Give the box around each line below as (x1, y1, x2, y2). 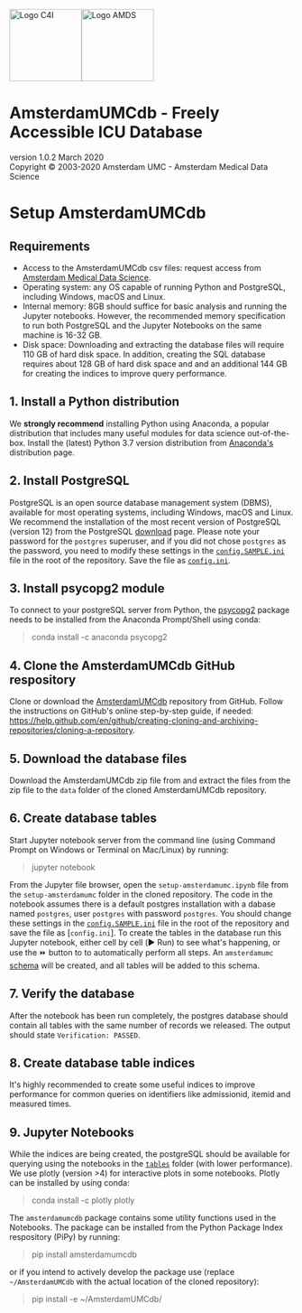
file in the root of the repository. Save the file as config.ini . (9, 554, 232, 565)
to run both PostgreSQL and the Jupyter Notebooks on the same (22, 320, 262, 331)
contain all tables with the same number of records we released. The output (9, 1020, 291, 1030)
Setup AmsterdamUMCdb (9, 203, 206, 223)
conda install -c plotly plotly (31, 1195, 135, 1206)
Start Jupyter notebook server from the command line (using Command (9, 834, 276, 845)
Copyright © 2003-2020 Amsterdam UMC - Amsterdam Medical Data (9, 161, 269, 172)
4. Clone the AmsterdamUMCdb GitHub (9, 657, 236, 673)
